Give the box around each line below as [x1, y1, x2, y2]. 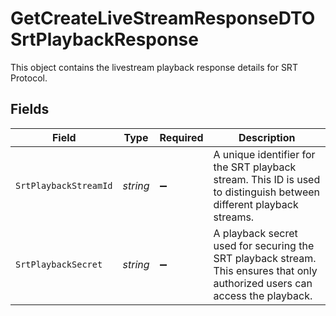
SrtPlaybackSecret [15, 258, 103, 270]
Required [159, 130, 204, 144]
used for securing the [213, 238, 315, 252]
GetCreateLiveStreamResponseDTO [10, 7, 316, 30]
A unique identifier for [213, 147, 316, 161]
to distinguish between [213, 185, 321, 199]
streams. [213, 210, 255, 224]
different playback [213, 197, 299, 211]
